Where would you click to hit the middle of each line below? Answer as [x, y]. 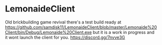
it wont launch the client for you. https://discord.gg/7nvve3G [65, 37]
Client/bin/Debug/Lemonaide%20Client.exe [48, 32]
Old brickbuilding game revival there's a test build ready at [63, 22]
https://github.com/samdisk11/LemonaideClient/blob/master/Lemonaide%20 [81, 27]
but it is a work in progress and [124, 32]
